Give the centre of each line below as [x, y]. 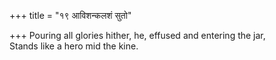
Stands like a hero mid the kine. [74, 46]
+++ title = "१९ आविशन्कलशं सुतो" [70, 15]
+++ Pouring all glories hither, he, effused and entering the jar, [137, 35]
